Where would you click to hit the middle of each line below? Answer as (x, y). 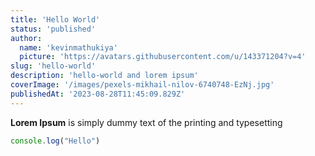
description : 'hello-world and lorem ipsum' (104, 76)
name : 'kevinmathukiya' (68, 47)
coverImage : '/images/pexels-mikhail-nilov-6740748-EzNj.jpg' (142, 85)
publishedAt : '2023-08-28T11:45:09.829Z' (98, 94)
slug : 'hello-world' (53, 66)
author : (26, 38)
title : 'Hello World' (55, 19)
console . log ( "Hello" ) (55, 141)
